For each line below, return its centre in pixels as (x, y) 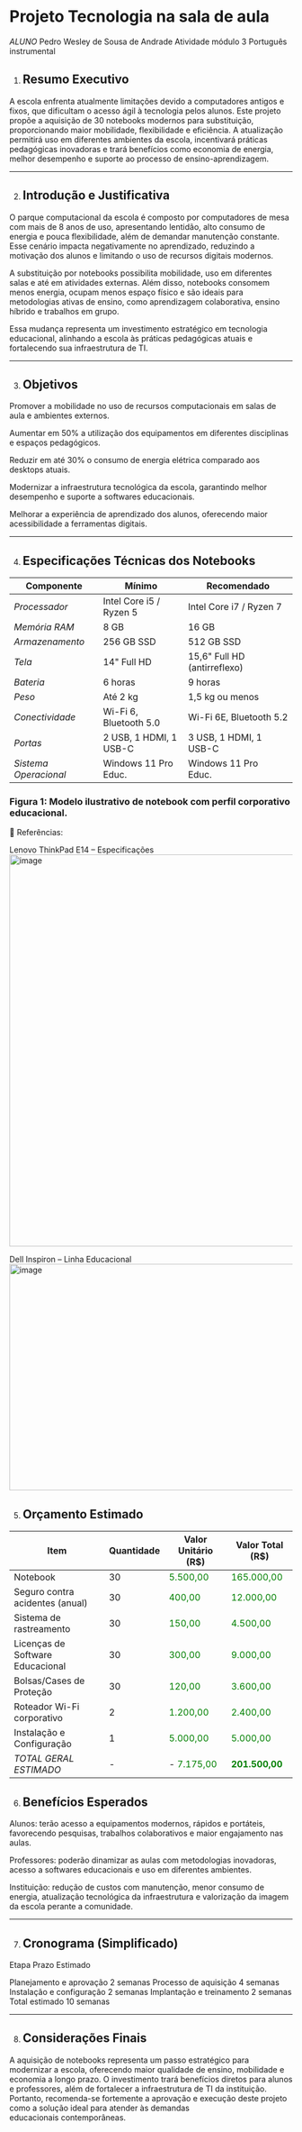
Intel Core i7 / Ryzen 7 (235, 607)
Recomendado (238, 586)
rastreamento (42, 1629)
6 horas (119, 682)
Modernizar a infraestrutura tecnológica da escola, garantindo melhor (138, 487)
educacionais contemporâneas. (68, 2117)
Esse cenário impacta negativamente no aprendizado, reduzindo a (132, 246)
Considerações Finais (84, 2038)
